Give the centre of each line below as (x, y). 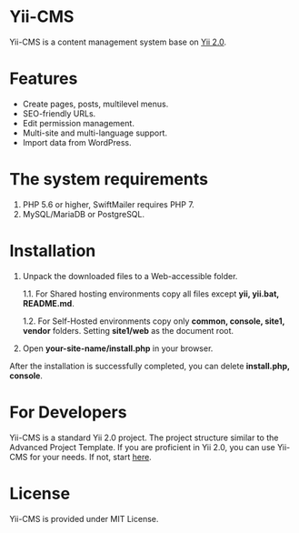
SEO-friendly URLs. (59, 113)
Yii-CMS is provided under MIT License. (84, 518)
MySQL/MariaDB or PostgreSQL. (84, 214)
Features (44, 79)
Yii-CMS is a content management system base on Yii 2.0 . (118, 42)
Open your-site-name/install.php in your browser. (118, 348)
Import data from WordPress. (77, 142)
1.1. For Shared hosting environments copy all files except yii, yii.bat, (151, 294)
